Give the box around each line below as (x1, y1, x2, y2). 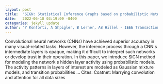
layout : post (5, 7, 32, 12)
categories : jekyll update (5, 20, 60, 26)
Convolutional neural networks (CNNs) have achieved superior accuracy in (5, 38, 155, 44)
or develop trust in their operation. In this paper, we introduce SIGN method (5, 54, 156, 60)
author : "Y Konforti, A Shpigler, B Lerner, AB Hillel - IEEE (5, 25, 133, 30)
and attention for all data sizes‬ (5, 75, 65, 81)
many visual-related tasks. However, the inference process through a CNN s (5, 44, 157, 50)
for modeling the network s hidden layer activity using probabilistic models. (5, 59, 156, 65)
